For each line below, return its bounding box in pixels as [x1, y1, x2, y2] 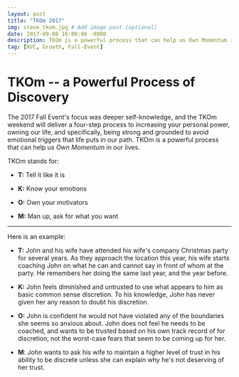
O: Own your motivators [17, 198, 88, 206]
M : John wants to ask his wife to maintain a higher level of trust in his [17, 348, 221, 356]
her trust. [17, 363, 45, 371]
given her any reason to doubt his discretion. [17, 297, 149, 306]
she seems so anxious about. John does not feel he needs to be [17, 319, 206, 327]
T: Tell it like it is [17, 170, 65, 179]
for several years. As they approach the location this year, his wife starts [17, 253, 230, 262]
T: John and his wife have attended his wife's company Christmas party [17, 246, 229, 255]
